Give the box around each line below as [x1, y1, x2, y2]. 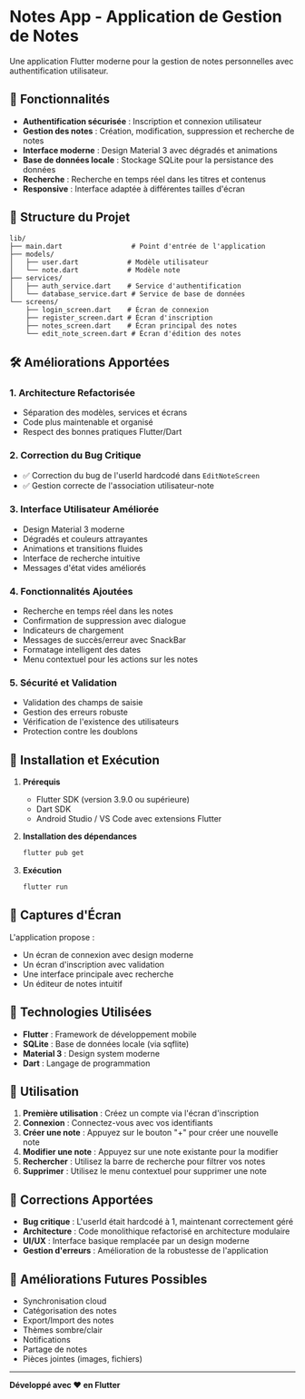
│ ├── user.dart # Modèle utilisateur [9, 257, 209, 267]
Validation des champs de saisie [22, 697, 143, 708]
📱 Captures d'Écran [9, 908, 122, 923]
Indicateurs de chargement [22, 625, 124, 636]
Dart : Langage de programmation [22, 1058, 151, 1069]
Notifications [22, 1335, 71, 1345]
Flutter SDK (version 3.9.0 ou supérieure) [35, 794, 191, 805]
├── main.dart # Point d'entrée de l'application [9, 241, 266, 251]
